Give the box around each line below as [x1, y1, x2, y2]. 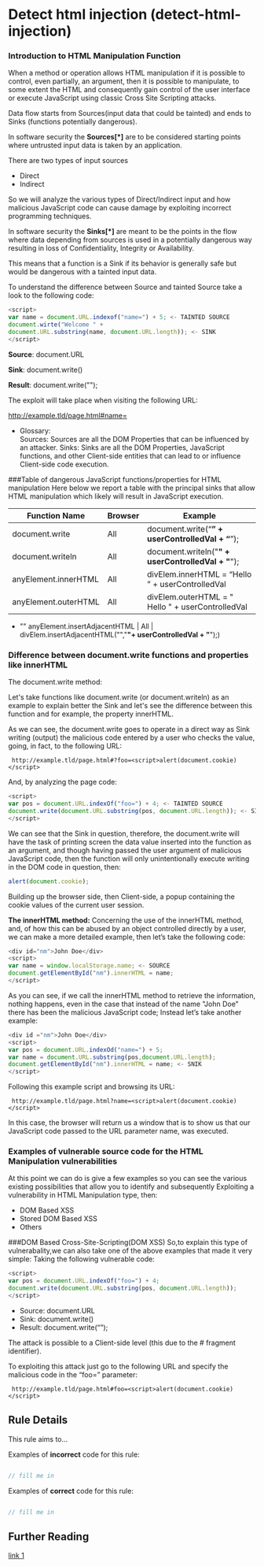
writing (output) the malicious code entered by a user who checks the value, [8, 733, 255, 742]
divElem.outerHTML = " [146, 591, 234, 602]
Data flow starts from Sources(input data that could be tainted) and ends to [8, 109, 251, 118]
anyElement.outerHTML [12, 596, 100, 607]
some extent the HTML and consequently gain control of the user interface [8, 85, 251, 95]
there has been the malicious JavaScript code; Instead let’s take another [8, 1007, 242, 1017]
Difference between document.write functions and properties [8, 649, 249, 660]
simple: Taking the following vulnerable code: [8, 1254, 155, 1264]
